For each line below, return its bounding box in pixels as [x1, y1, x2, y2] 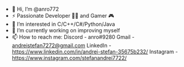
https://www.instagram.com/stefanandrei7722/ [11, 55, 127, 61]
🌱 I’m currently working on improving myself [11, 27, 120, 33]
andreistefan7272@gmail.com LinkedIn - [11, 42, 112, 49]
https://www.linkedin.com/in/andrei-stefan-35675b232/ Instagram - [11, 48, 178, 55]
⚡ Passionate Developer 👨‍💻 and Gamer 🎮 [11, 12, 115, 19]
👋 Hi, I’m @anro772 [11, 6, 59, 12]
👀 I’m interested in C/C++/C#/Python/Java [11, 21, 116, 28]
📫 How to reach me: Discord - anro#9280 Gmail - [11, 33, 135, 41]
